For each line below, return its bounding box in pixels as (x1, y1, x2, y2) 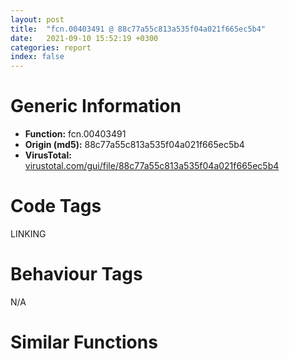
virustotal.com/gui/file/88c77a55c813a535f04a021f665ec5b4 (24, 160, 280, 172)
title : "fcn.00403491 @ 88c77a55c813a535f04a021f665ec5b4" (10, 24, 267, 34)
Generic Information (10, 95, 182, 118)
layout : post (10, 14, 65, 25)
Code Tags (10, 195, 102, 218)
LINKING (10, 228, 47, 240)
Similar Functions (10, 331, 158, 354)
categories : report (10, 42, 92, 53)
